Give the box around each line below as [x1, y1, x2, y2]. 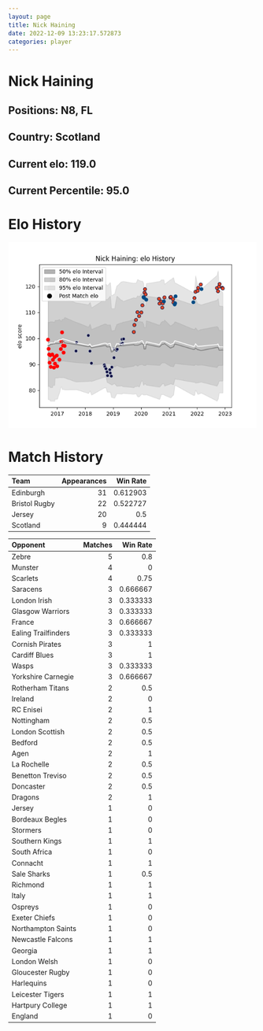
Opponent [11, 540, 46, 550]
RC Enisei [11, 705, 43, 715]
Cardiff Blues [11, 650, 54, 660]
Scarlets [11, 574, 39, 583]
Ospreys [11, 902, 39, 911]
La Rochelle [11, 759, 50, 769]
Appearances [61, 476, 107, 486]
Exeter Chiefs [11, 913, 55, 922]
